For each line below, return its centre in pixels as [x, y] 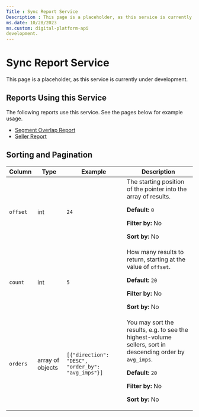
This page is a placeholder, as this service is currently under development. [97, 79]
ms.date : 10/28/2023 [32, 23]
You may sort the [150, 322]
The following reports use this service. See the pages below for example [94, 112]
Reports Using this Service [57, 98]
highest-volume [149, 337]
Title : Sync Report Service [42, 12]
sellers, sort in [146, 344]
